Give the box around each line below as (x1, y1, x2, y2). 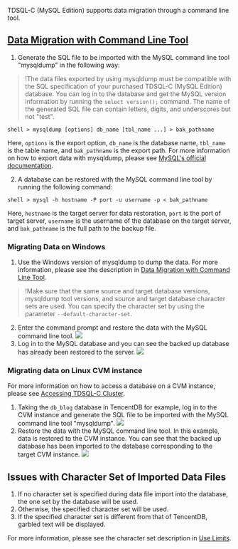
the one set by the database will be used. (17, 498, 139, 506)
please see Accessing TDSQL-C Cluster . (7, 389, 126, 398)
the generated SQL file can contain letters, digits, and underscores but (24, 105, 231, 113)
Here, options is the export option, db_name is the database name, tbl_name (7, 138, 226, 147)
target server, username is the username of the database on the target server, (7, 216, 232, 225)
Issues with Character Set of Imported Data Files (7, 471, 226, 483)
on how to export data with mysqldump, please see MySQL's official (7, 153, 207, 162)
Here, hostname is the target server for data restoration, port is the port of (7, 209, 222, 217)
